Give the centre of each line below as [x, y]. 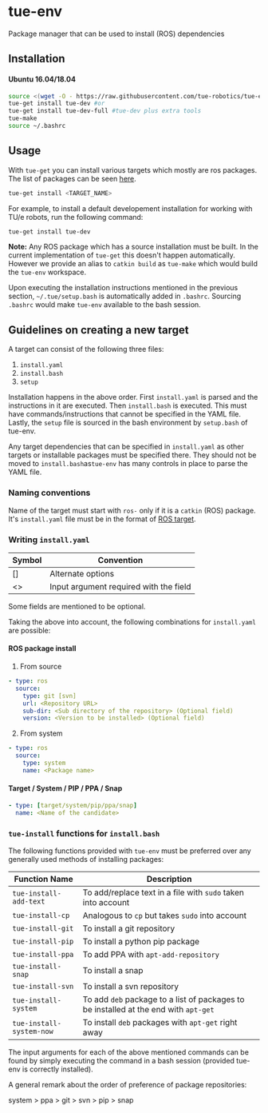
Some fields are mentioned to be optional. [77, 606]
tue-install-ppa [43, 955]
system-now [33, 1031]
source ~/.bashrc [37, 126]
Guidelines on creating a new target [99, 330]
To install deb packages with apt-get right [160, 1023]
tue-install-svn [43, 987]
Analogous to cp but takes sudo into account [165, 916]
